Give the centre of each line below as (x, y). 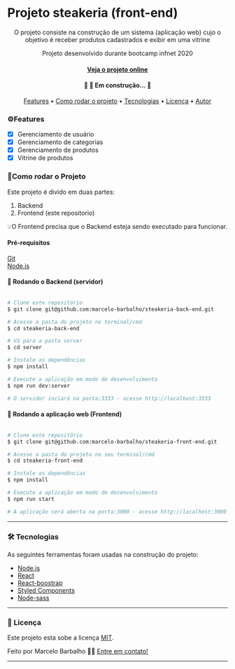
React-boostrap (40, 583)
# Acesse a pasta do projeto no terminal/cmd (74, 322)
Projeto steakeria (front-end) (93, 13)
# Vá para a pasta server (45, 341)
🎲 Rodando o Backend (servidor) (55, 282)
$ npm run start (31, 499)
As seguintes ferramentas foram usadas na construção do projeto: (103, 554)
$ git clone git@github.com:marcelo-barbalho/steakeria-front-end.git (112, 442)
